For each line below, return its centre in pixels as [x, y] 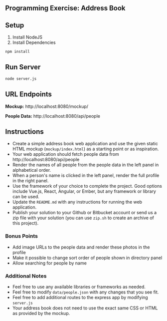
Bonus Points [22, 236]
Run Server [23, 67]
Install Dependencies [34, 42]
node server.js [21, 79]
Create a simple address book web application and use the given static [85, 144]
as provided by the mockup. [41, 313]
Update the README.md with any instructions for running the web [77, 202]
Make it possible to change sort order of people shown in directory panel [87, 258]
